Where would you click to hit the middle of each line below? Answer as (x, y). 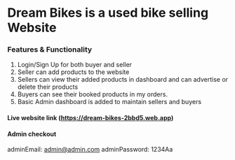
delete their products (48, 87)
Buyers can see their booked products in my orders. (93, 94)
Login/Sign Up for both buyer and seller (74, 65)
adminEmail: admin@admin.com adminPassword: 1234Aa (90, 150)
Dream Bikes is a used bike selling (108, 13)
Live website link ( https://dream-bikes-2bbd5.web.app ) (90, 118)
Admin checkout (32, 133)
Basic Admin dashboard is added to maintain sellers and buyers (109, 102)
